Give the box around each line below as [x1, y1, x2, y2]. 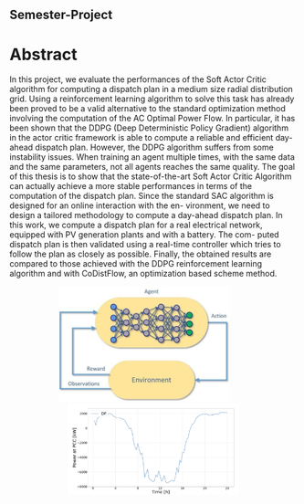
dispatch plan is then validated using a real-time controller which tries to [9, 239, 281, 250]
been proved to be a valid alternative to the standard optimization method [9, 103, 286, 114]
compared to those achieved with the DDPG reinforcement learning [9, 258, 263, 269]
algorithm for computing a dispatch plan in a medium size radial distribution [9, 84, 294, 95]
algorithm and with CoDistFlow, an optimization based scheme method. [9, 268, 278, 279]
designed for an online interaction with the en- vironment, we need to [9, 200, 271, 211]
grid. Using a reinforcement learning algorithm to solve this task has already [9, 93, 295, 104]
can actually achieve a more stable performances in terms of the [9, 181, 253, 192]
